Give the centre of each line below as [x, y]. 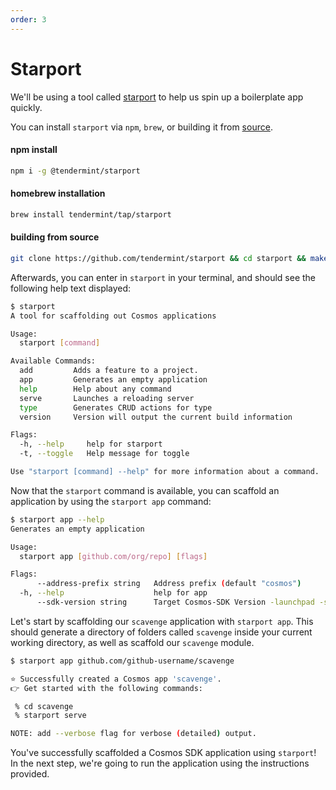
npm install [34, 150]
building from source [55, 237]
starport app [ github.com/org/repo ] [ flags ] [113, 556]
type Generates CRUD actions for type [116, 407]
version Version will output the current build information [156, 417]
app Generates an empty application [113, 380]
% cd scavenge [44, 706]
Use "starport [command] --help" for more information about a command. [165, 472]
